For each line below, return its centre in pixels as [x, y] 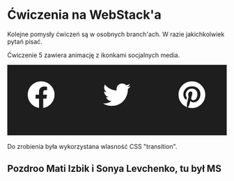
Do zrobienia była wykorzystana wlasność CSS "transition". [92, 147]
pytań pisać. [25, 41]
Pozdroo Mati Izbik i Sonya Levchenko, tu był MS [114, 168]
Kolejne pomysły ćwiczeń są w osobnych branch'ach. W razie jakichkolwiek [116, 34]
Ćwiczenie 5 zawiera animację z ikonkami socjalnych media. [94, 55]
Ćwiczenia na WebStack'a [84, 15]
